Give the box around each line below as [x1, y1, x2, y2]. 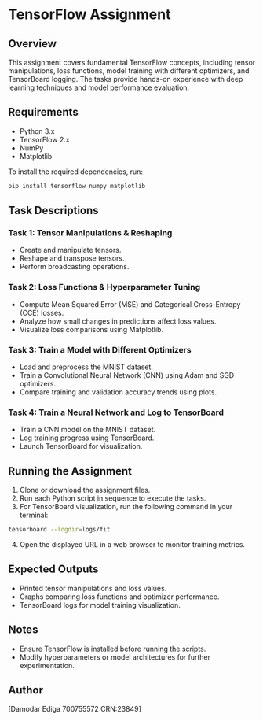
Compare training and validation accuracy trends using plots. [19, 387, 217, 397]
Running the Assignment [8, 464, 132, 478]
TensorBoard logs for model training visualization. [19, 600, 181, 609]
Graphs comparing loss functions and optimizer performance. [19, 592, 220, 601]
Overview [8, 37, 57, 50]
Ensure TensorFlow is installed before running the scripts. [19, 644, 206, 653]
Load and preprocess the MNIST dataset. [19, 362, 153, 372]
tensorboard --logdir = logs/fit [8, 526, 111, 534]
